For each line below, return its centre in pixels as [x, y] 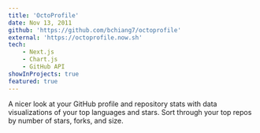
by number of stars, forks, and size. [66, 120]
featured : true [33, 81]
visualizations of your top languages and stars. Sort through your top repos [130, 112]
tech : [17, 45]
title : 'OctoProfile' [44, 15]
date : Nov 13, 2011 [40, 23]
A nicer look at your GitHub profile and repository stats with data [113, 104]
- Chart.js [40, 60]
